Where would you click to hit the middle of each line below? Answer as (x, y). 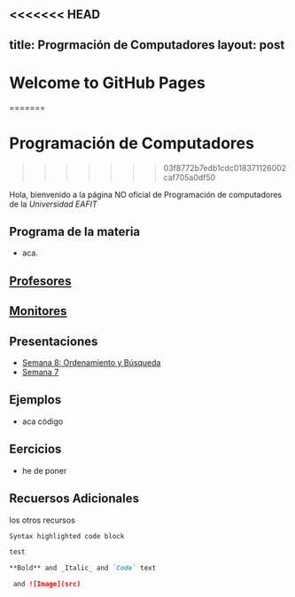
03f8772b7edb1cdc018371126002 (225, 168)
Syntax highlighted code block (67, 536)
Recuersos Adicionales (74, 499)
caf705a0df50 (190, 177)
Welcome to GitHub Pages (107, 82)
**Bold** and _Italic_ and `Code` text (83, 568)
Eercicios (35, 449)
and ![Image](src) (47, 585)
